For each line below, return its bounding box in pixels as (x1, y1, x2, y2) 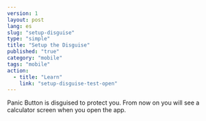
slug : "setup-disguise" (7, 29, 75, 36)
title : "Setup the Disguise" (7, 42, 90, 49)
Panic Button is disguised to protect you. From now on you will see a (7, 98, 200, 107)
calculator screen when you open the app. (7, 106, 127, 114)
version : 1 (7, 10, 38, 17)
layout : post (7, 16, 44, 23)
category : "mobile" (7, 55, 63, 62)
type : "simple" (7, 36, 51, 42)
